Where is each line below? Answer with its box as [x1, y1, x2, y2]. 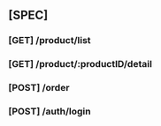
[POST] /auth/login [8, 106, 91, 118]
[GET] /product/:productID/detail [8, 58, 152, 70]
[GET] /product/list [8, 34, 91, 47]
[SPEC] [8, 8, 49, 23]
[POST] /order [8, 82, 70, 94]
